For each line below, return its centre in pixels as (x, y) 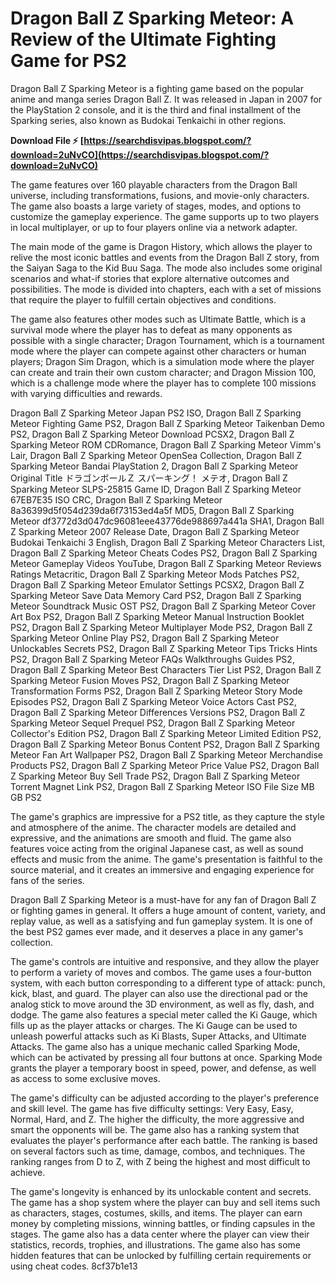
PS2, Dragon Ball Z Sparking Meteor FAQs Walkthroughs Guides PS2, (152, 659)
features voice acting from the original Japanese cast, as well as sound (157, 848)
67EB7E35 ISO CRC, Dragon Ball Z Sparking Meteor (116, 499)
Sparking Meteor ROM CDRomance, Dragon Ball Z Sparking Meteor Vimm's (166, 444)
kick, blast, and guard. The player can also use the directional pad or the (159, 993)
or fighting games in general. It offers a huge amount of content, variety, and (168, 910)
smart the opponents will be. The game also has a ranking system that (155, 1129)
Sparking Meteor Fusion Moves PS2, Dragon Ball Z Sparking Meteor (150, 680)
